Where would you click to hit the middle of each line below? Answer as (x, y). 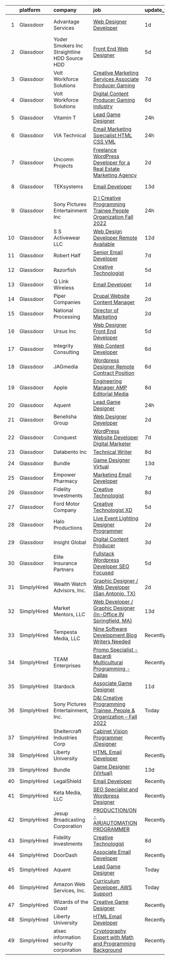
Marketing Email (112, 475)
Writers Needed (112, 642)
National (63, 310)
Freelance (105, 150)
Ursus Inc (65, 331)
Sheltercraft (68, 731)
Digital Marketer (112, 444)
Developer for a (112, 163)
